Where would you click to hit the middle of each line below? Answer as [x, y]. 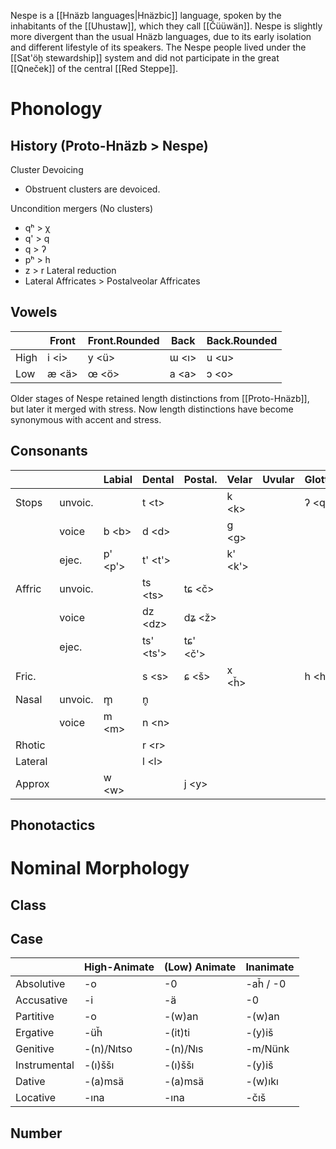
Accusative [41, 1000]
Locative [36, 1098]
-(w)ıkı [262, 1082]
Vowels [34, 312]
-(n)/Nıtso [108, 1049]
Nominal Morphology [100, 868]
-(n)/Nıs [183, 1049]
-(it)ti [177, 1033]
